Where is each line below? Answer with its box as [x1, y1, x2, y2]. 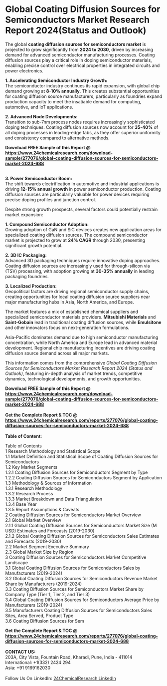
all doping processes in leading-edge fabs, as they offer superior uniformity [5, 129, 161, 135]
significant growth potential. [5, 242, 63, 248]
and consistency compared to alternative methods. [5, 135, 110, 141]
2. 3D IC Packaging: [5, 252, 47, 258]
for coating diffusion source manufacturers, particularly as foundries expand [5, 93, 163, 99]
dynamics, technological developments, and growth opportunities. [5, 375, 141, 381]
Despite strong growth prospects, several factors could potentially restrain [5, 206, 158, 212]
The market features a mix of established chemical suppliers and [5, 309, 139, 315]
